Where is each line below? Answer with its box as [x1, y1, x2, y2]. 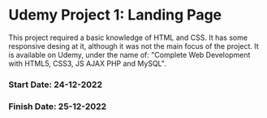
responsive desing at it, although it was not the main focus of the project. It [8, 41, 260, 50]
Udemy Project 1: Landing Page [8, 6, 222, 24]
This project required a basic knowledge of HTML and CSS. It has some [8, 33, 248, 42]
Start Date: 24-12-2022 [8, 79, 103, 90]
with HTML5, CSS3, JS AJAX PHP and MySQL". [8, 59, 166, 68]
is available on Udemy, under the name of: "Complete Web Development [8, 50, 251, 59]
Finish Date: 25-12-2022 [8, 100, 107, 111]
